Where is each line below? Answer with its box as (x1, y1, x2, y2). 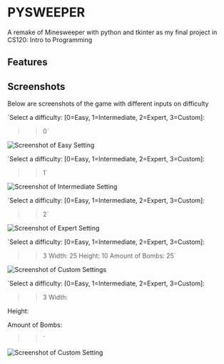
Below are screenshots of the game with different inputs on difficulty (7, 99, 209, 108)
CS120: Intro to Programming (7, 35, 93, 44)
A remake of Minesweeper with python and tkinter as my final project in (7, 28, 218, 36)
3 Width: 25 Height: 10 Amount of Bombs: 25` (42, 251, 176, 261)
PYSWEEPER (7, 4, 86, 21)
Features (7, 56, 48, 69)
